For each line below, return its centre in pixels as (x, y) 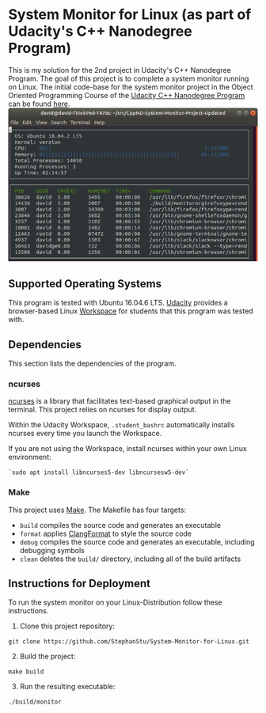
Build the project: (47, 656)
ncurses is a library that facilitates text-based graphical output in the (120, 401)
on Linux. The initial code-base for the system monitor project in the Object (131, 87)
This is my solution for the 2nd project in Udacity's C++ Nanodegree (120, 70)
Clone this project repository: (67, 626)
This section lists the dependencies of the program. (92, 363)
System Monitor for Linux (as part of (130, 15)
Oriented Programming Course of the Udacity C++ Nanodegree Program (127, 95)
